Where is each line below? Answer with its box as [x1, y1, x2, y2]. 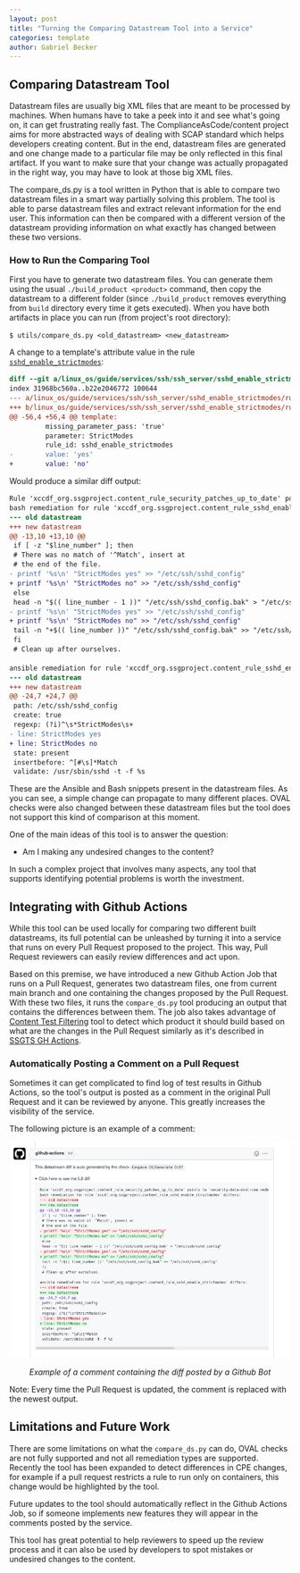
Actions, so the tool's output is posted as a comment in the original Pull [9, 1087, 271, 1098]
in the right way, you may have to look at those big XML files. [9, 167, 234, 178]
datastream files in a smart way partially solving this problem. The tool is [9, 194, 276, 205]
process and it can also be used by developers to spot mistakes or [9, 1544, 254, 1554]
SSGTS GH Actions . [9, 1035, 82, 1046]
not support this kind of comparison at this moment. [9, 812, 201, 823]
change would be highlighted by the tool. [9, 1481, 160, 1492]
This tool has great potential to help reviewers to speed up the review [9, 1535, 264, 1545]
